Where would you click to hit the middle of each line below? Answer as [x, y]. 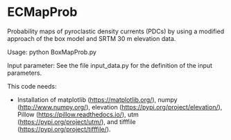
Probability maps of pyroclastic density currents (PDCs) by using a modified [115, 31]
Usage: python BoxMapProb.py [52, 52]
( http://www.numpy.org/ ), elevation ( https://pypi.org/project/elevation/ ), [120, 107]
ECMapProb [42, 12]
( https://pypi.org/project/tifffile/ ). [64, 129]
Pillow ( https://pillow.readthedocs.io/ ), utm [78, 114]
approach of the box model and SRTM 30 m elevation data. [92, 38]
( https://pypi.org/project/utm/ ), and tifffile [77, 121]
